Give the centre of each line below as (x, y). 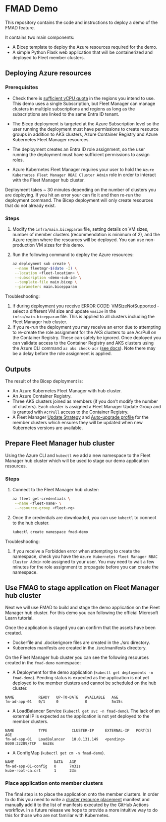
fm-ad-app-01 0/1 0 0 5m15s (64, 702)
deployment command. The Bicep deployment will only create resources (79, 200)
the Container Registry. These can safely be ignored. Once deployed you (86, 338)
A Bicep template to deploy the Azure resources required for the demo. (85, 47)
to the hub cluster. (31, 523)
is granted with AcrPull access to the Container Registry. (70, 412)
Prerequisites (22, 88)
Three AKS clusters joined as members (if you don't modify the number (85, 401)
